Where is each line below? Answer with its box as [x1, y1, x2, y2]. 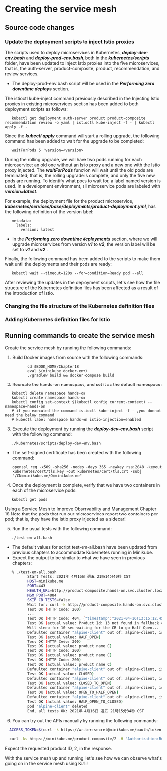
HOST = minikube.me [27, 579, 64, 584]
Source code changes [5, 23, 75, 32]
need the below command [5, 412, 55, 418]
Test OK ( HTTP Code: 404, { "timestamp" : [27, 616, 112, 621]
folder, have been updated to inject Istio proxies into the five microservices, [5, 60, 160, 66]
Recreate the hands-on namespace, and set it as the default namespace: [12, 381, 162, 387]
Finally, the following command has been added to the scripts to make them [5, 256, 161, 262]
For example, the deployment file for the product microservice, [5, 198, 134, 204]
